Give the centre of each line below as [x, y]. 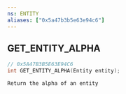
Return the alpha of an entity [53, 84]
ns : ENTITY [23, 14]
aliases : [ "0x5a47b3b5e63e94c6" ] [56, 20]
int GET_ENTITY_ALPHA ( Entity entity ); [64, 71]
